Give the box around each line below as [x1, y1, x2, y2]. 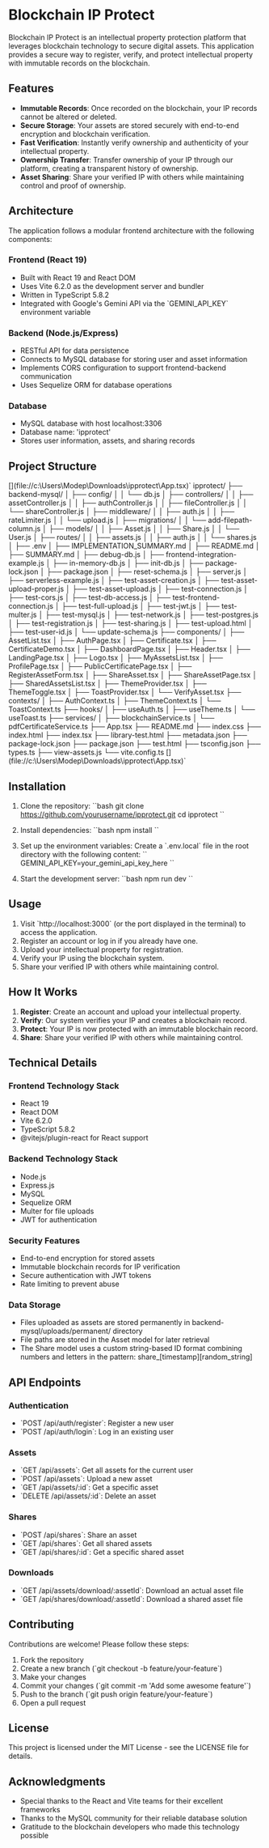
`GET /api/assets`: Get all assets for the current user [19, 1465, 194, 1475]
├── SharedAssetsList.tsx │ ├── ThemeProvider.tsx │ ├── [8, 678, 208, 689]
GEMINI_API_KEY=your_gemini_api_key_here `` [19, 858, 175, 868]
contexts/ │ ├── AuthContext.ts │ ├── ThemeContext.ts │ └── [8, 696, 221, 706]
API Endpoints [8, 1375, 82, 1389]
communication [19, 372, 73, 381]
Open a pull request [19, 1697, 86, 1707]
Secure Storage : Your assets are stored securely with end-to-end [19, 120, 240, 130]
